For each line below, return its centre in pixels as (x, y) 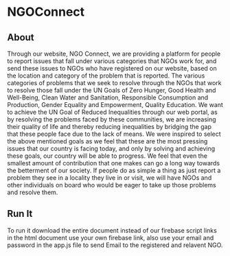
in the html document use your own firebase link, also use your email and (111, 237)
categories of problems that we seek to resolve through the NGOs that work (114, 83)
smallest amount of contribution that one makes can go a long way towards (114, 163)
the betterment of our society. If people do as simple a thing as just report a (114, 170)
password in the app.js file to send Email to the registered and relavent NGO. (115, 245)
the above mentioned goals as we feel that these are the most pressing (107, 141)
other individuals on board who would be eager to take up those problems (112, 185)
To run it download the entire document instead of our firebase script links (112, 230)
